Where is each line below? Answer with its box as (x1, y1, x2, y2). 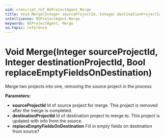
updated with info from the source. (12, 118, 82, 124)
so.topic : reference (5, 25, 48, 30)
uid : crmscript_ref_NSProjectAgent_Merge (5, 7, 91, 12)
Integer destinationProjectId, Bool (5, 57, 146, 68)
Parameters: (5, 93, 31, 99)
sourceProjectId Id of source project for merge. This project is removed (12, 102, 158, 108)
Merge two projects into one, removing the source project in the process (5, 84, 152, 90)
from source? (12, 128, 40, 135)
